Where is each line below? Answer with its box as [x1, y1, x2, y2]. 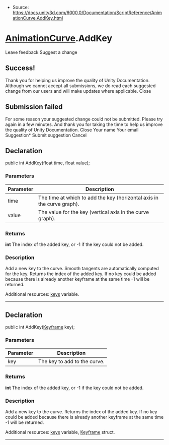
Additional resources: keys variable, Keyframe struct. [5, 429, 115, 435]
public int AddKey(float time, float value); [5, 160, 90, 166]
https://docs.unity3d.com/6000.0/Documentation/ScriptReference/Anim [12, 10, 162, 16]
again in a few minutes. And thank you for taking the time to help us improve [5, 121, 163, 128]
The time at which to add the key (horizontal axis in [38, 194, 158, 201]
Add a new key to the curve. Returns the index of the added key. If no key [5, 408, 157, 415]
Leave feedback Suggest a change [5, 49, 77, 55]
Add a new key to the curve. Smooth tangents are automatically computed [5, 266, 159, 272]
